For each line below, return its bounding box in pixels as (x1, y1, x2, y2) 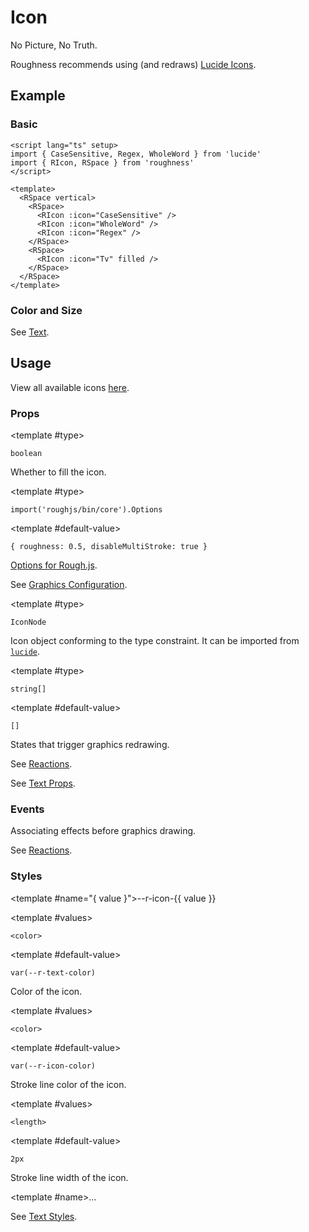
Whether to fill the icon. (10, 466, 107, 478)
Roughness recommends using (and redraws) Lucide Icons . (10, 58, 257, 70)
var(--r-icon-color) (10, 1061, 97, 1071)
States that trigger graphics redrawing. (10, 739, 170, 751)
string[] (10, 684, 47, 695)
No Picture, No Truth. (10, 39, 98, 51)
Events (10, 802, 45, 816)
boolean (10, 449, 43, 459)
